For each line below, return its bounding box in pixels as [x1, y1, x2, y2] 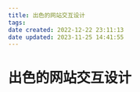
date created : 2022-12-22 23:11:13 [8, 26, 124, 34]
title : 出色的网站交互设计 [8, 11, 86, 19]
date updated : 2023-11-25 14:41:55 [8, 33, 124, 41]
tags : [8, 19, 26, 27]
